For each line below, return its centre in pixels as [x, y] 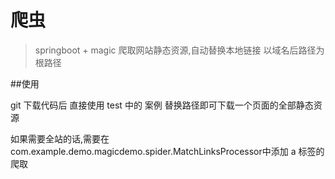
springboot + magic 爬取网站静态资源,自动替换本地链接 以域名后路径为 [179, 50]
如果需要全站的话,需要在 [60, 138]
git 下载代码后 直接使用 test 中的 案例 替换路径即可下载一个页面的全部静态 [162, 105]
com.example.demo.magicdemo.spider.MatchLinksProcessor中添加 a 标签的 [167, 151]
